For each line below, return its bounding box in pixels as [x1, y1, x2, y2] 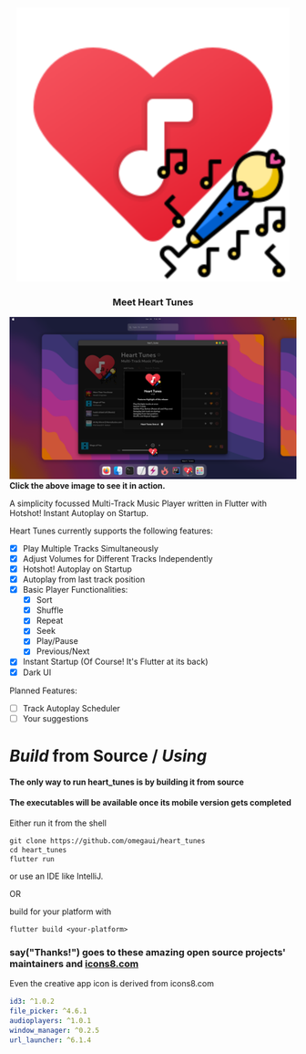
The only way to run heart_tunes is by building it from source [9, 776, 244, 787]
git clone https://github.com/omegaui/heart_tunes [9, 836, 206, 846]
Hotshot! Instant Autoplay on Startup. [9, 507, 148, 518]
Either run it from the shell [9, 817, 107, 828]
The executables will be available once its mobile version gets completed [9, 797, 291, 808]
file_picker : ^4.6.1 [9, 1007, 88, 1016]
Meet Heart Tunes [112, 295, 194, 308]
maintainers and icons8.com [9, 957, 139, 970]
